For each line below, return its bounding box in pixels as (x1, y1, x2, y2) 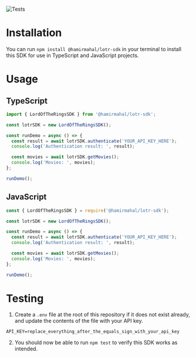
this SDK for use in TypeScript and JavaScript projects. (6, 52, 139, 59)
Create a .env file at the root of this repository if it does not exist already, (14, 311, 191, 318)
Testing (6, 292, 44, 305)
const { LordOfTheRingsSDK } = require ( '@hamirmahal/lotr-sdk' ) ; (6, 208, 169, 213)
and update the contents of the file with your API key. (14, 318, 144, 325)
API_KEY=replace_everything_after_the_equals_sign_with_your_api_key (6, 329, 180, 335)
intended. (14, 345, 38, 352)
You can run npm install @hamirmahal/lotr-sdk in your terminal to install (6, 45, 182, 52)
